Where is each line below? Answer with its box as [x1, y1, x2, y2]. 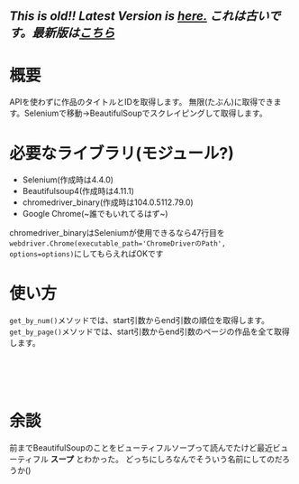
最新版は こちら [31, 25, 115, 41]
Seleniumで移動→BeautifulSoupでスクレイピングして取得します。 [23, 107, 267, 119]
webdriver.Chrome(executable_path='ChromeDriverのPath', [9, 239, 227, 248]
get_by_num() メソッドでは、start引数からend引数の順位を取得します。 [9, 315, 270, 326]
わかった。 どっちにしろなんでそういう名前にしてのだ [84, 454, 283, 465]
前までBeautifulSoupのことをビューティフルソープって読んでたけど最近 [9, 442, 273, 453]
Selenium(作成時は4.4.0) [22, 174, 114, 185]
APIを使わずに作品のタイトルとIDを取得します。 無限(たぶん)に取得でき [9, 97, 274, 107]
